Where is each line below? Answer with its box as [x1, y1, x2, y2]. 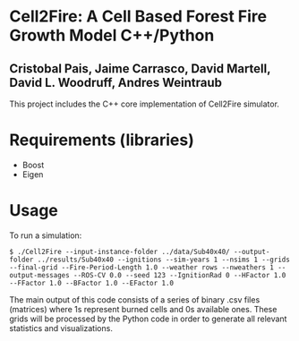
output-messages [9, 270, 70, 279]
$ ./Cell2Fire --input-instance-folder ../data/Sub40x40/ [9, 247, 230, 256]
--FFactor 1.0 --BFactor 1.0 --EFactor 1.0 [9, 278, 175, 287]
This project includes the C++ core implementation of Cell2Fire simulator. [9, 98, 280, 109]
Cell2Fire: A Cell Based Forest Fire [9, 6, 267, 27]
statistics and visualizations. [9, 322, 114, 333]
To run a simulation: [9, 230, 82, 241]
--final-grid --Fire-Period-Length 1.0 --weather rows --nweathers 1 [9, 262, 275, 272]
